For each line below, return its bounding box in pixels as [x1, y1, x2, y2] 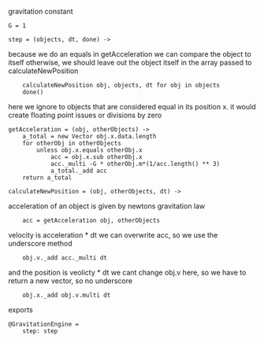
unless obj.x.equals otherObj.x [36, 146, 143, 154]
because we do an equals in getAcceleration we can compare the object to [8, 50, 252, 58]
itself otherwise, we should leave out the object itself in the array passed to [8, 58, 252, 67]
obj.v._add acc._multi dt [22, 254, 108, 262]
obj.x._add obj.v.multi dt [22, 291, 111, 299]
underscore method [8, 239, 73, 248]
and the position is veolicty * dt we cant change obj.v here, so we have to [8, 267, 247, 277]
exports [8, 305, 33, 314]
